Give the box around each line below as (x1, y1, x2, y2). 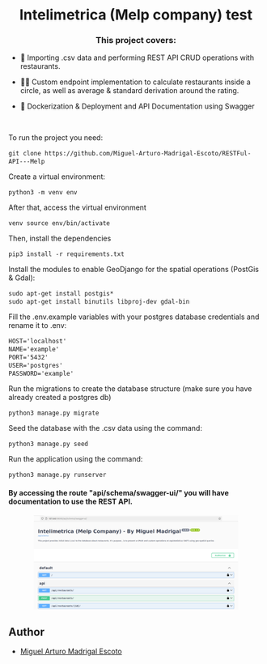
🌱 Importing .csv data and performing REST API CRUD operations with (19, 53, 255, 62)
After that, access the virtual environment (8, 202, 147, 212)
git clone (8, 150, 42, 158)
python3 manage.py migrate (8, 409, 100, 418)
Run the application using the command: (8, 454, 143, 464)
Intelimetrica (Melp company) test (19, 6, 253, 24)
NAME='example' (8, 346, 60, 354)
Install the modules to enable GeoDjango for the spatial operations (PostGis (8, 265, 259, 275)
